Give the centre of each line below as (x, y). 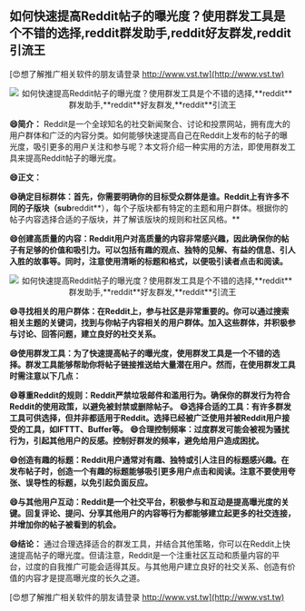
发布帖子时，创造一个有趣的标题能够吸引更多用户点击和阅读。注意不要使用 (148, 471)
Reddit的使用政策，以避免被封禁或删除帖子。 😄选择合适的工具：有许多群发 (151, 406)
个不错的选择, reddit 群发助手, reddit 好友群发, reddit (151, 33)
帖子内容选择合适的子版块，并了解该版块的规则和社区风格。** (125, 219)
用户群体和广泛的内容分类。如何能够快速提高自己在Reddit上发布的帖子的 (145, 135)
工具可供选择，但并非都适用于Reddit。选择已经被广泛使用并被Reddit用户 (146, 418)
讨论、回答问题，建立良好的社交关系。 (89, 333)
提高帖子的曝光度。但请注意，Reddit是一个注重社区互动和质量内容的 (144, 555)
